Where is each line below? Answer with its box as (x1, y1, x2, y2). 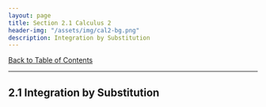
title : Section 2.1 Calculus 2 (8, 19, 112, 27)
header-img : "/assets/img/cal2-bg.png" (8, 26, 140, 34)
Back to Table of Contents (8, 55, 93, 65)
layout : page (8, 11, 51, 20)
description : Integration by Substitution (8, 33, 150, 42)
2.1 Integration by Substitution (8, 86, 160, 99)
